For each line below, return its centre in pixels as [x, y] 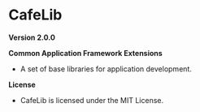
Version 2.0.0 [32, 37]
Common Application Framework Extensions [85, 53]
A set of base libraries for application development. [106, 69]
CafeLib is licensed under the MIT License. [92, 100]
